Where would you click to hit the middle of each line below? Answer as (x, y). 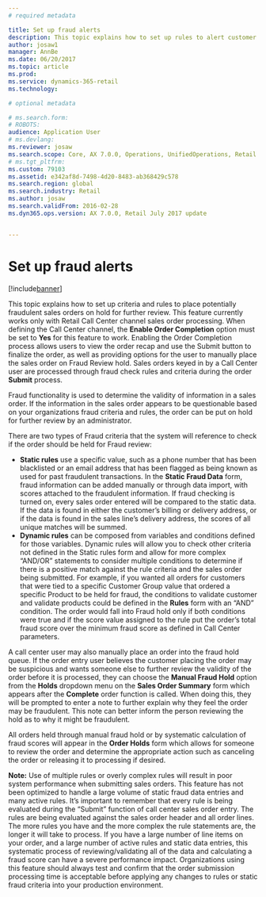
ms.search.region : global (51, 184)
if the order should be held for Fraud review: (80, 444)
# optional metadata (42, 103)
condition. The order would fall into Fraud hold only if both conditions (132, 611)
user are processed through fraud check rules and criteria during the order (130, 371)
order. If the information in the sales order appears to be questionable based (133, 403)
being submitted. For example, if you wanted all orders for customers (132, 577)
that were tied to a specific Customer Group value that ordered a (125, 586)
